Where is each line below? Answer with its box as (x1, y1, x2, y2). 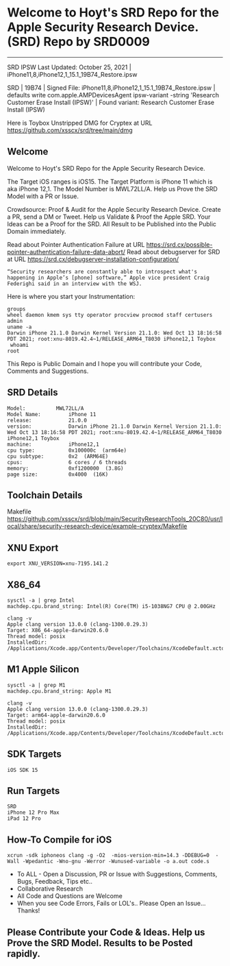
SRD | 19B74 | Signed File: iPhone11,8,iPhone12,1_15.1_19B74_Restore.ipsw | (7, 84, 216, 92)
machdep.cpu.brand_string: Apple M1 (7, 688, 112, 695)
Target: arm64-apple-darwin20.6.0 (7, 712, 106, 719)
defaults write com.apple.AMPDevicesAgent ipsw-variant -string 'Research (7, 90, 219, 99)
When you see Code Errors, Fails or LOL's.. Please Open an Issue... (16, 899, 207, 908)
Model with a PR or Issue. (7, 192, 79, 200)
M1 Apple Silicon (7, 664, 80, 675)
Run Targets (7, 785, 60, 797)
